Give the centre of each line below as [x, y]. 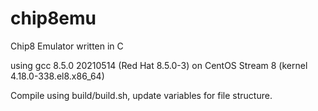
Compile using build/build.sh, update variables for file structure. [141, 95]
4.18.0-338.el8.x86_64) [57, 76]
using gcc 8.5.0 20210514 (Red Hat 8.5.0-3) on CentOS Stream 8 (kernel [159, 65]
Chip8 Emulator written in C [67, 46]
